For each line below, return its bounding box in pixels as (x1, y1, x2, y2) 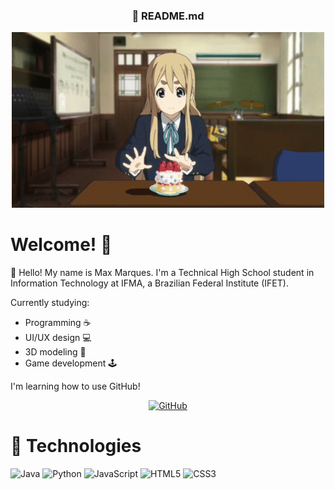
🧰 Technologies (10, 435, 142, 458)
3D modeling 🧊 (24, 346, 87, 358)
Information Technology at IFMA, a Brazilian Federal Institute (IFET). (10, 277, 289, 289)
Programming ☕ (24, 317, 92, 329)
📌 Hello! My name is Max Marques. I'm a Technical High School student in (10, 267, 315, 279)
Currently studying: (10, 297, 90, 309)
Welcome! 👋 (10, 234, 113, 256)
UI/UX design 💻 (24, 332, 92, 344)
